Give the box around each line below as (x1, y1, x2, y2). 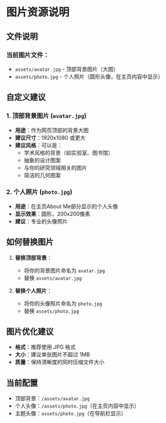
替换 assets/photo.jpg (23, 307, 80, 314)
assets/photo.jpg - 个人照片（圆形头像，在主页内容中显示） (14, 73, 164, 80)
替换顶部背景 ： (14, 254, 52, 261)
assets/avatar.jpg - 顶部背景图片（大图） (14, 65, 119, 73)
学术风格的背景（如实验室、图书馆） (23, 149, 114, 156)
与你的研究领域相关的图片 (23, 164, 87, 171)
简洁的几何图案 (23, 172, 61, 179)
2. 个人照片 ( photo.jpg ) (6, 188, 73, 196)
